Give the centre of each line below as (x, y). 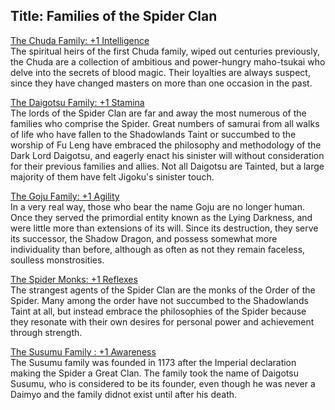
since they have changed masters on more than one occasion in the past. (161, 83)
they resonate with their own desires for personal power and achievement (162, 321)
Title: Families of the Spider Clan (114, 16)
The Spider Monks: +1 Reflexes (74, 279)
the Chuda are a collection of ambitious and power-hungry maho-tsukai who (168, 61)
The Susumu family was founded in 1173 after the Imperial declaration (153, 362)
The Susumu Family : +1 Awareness (83, 351)
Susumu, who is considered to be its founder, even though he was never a (163, 383)
